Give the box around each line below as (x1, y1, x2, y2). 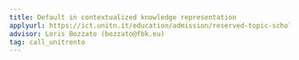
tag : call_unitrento (9, 37, 86, 47)
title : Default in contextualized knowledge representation (9, 12, 238, 22)
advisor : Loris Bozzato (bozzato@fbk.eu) (9, 29, 166, 38)
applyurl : (9, 21, 46, 30)
